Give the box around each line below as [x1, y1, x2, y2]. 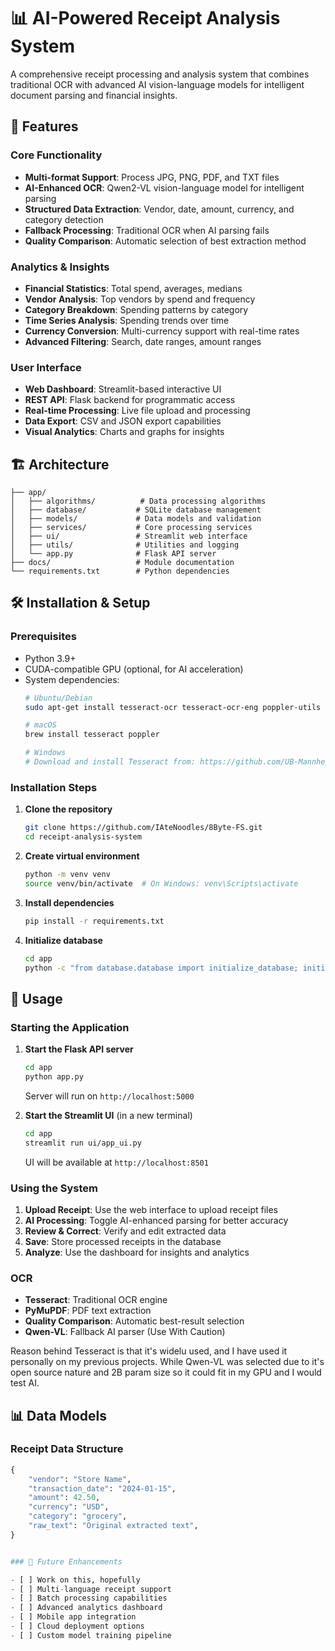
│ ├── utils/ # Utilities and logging [10, 540, 240, 550]
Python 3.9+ [24, 652, 77, 664]
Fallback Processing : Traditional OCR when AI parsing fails [24, 224, 270, 236]
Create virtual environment [24, 850, 140, 862]
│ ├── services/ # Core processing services [10, 523, 253, 533]
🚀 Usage [10, 990, 63, 1007]
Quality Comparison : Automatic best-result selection [24, 1315, 245, 1327]
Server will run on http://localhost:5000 [24, 1090, 195, 1102]
